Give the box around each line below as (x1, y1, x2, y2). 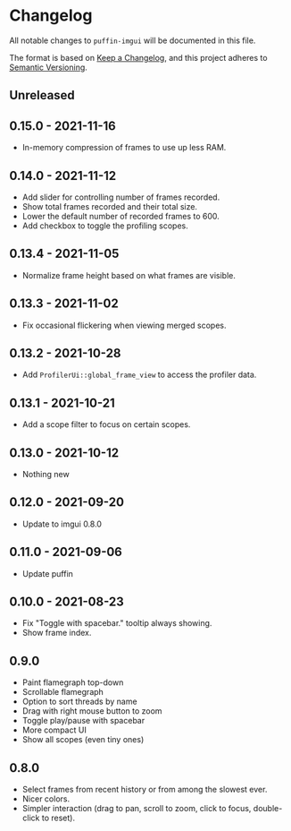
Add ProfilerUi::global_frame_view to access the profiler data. (21, 369, 257, 381)
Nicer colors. (21, 793, 70, 804)
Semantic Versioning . (9, 62, 87, 73)
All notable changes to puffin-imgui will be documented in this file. (9, 35, 256, 46)
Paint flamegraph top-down (21, 677, 124, 688)
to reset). (41, 812, 76, 824)
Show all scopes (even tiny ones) (21, 734, 145, 745)
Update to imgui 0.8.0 (21, 518, 103, 529)
